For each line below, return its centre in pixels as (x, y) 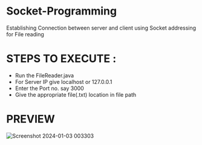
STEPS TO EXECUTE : (61, 59)
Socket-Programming (61, 11)
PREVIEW (31, 119)
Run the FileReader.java (44, 75)
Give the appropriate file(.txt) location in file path (76, 94)
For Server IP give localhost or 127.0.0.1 (64, 82)
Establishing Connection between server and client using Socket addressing (101, 28)
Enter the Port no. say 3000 (50, 88)
